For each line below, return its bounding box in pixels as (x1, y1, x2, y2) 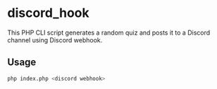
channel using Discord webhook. (7, 35, 103, 44)
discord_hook (7, 5, 89, 21)
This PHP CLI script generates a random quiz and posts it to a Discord (7, 28, 211, 37)
